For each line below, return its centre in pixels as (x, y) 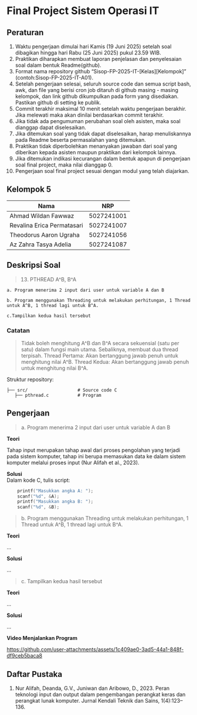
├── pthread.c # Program (58, 395)
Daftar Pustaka (35, 674)
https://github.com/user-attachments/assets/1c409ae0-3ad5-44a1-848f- (95, 649)
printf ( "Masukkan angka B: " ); (55, 502)
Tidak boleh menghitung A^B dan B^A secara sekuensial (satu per (100, 343)
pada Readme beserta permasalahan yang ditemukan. (80, 140)
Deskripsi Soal (34, 265)
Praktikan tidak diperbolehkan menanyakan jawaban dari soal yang (96, 146)
